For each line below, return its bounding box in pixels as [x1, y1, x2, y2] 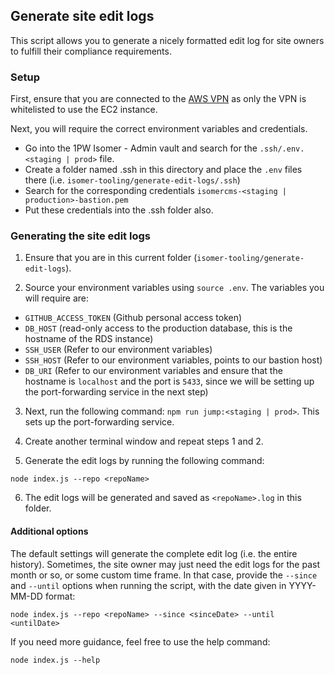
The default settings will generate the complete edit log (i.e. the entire [10, 547, 298, 559]
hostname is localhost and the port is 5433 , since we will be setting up [24, 375, 315, 388]
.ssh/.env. [259, 144, 305, 154]
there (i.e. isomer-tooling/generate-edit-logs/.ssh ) [24, 174, 241, 186]
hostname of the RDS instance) [24, 333, 154, 345]
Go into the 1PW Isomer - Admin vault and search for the [24, 142, 258, 154]
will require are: [24, 292, 90, 304]
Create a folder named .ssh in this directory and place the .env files [24, 164, 303, 176]
